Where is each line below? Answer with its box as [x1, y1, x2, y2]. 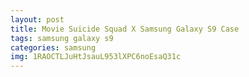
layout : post [10, 14, 65, 25]
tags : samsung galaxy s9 [10, 33, 114, 43]
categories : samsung [10, 42, 97, 53]
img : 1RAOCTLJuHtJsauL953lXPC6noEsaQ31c [10, 52, 182, 62]
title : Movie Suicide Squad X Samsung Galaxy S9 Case [10, 24, 240, 34]
